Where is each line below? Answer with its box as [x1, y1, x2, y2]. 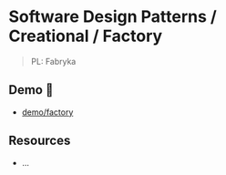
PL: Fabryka [30, 56, 77, 67]
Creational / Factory [8, 26, 163, 46]
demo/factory [21, 107, 74, 118]
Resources [8, 133, 71, 149]
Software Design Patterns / [8, 6, 218, 27]
